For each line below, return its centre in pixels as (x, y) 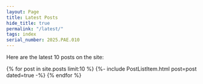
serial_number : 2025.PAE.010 (43, 40)
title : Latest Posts (32, 18)
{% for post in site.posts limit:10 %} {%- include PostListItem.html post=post (101, 69)
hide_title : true (28, 23)
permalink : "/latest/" (35, 29)
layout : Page (23, 12)
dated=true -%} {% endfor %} (44, 75)
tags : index (21, 34)
